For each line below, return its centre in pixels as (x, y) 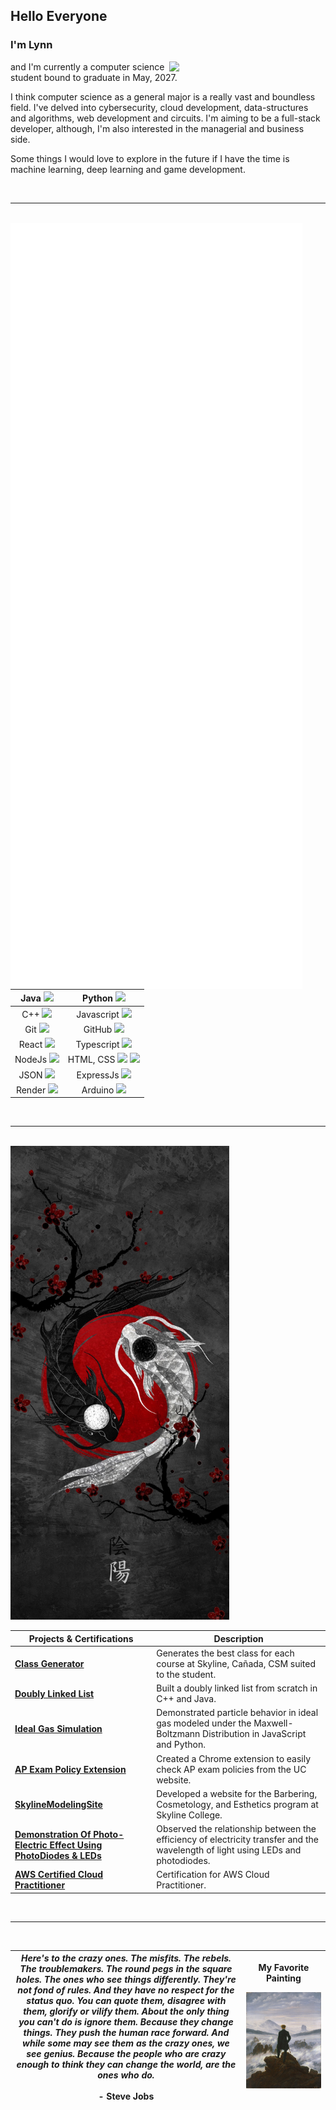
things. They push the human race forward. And (126, 2033)
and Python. (181, 1745)
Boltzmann (178, 1734)
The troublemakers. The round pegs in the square (126, 1969)
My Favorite (284, 1968)
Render (31, 1090)
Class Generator (49, 1663)
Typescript (97, 1045)
